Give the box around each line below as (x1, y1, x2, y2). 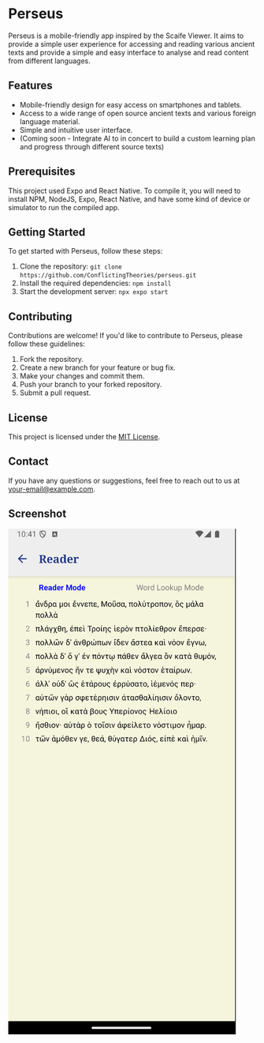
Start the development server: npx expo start (19, 287, 169, 296)
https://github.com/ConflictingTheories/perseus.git (19, 272, 197, 280)
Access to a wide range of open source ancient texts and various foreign (19, 108, 256, 118)
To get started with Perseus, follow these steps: (8, 247, 163, 256)
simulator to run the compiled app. (8, 202, 120, 212)
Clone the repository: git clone (19, 262, 122, 271)
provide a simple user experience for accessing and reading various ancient (8, 39, 255, 48)
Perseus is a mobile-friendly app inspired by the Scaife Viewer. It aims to (8, 31, 244, 40)
